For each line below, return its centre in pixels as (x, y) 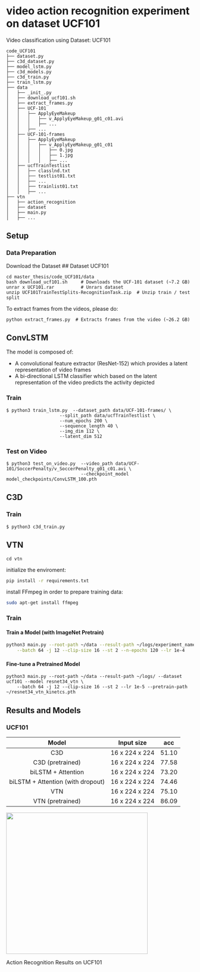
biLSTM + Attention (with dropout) (57, 782)
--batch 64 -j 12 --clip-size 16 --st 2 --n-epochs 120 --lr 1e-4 (101, 651)
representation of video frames (53, 370)
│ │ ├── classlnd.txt (38, 171)
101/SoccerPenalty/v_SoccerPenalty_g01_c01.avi (66, 469)
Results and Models (44, 710)
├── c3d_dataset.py (30, 61)
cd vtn (14, 559)
